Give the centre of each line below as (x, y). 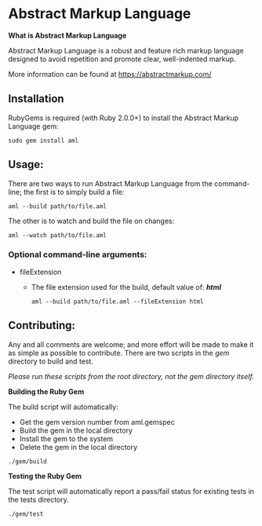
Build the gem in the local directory (76, 430)
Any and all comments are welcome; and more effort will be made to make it (131, 344)
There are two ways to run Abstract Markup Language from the (111, 183)
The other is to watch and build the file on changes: (91, 221)
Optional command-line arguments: (78, 254)
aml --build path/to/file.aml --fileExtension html (117, 301)
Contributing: (42, 325)
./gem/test (26, 514)
